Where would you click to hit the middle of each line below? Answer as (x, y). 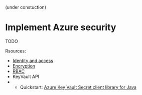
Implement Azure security (61, 27)
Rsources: (16, 51)
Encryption (24, 66)
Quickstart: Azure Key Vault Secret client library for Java (78, 87)
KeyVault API (26, 76)
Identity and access (33, 60)
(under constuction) (26, 7)
